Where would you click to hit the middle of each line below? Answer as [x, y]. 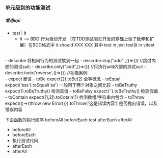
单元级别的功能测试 [28, 7]
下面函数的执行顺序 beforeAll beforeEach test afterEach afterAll [69, 120]
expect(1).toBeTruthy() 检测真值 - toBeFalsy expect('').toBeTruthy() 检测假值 [82, 91]
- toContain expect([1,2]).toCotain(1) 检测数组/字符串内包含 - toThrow [75, 97]
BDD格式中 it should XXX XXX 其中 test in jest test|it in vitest [94, 45]
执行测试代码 [25, 140]
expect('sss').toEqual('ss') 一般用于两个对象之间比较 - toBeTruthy [71, 85]
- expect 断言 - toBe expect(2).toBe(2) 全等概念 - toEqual [63, 79]
